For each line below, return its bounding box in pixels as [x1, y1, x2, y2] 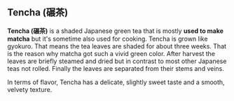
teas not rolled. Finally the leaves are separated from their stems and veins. [7, 64, 224, 72]
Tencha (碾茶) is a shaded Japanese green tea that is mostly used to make [7, 27, 224, 35]
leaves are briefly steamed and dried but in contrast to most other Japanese [7, 57, 227, 65]
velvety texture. [7, 85, 53, 93]
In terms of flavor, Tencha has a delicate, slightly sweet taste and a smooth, [7, 78, 226, 86]
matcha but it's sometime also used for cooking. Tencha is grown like [7, 34, 208, 43]
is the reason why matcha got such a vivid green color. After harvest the [7, 49, 216, 58]
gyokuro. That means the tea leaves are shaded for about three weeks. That [7, 41, 226, 50]
